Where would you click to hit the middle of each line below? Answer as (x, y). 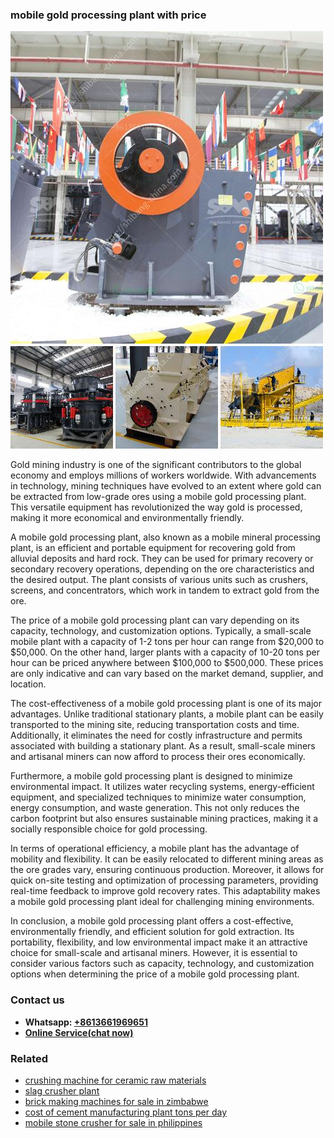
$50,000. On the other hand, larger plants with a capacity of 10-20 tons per (165, 652)
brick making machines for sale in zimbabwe (116, 1101)
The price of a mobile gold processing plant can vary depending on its (155, 620)
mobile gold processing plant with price (108, 15)
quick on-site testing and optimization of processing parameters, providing (164, 880)
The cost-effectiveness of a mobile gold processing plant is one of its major (166, 704)
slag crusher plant (62, 1090)
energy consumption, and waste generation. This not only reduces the (155, 808)
